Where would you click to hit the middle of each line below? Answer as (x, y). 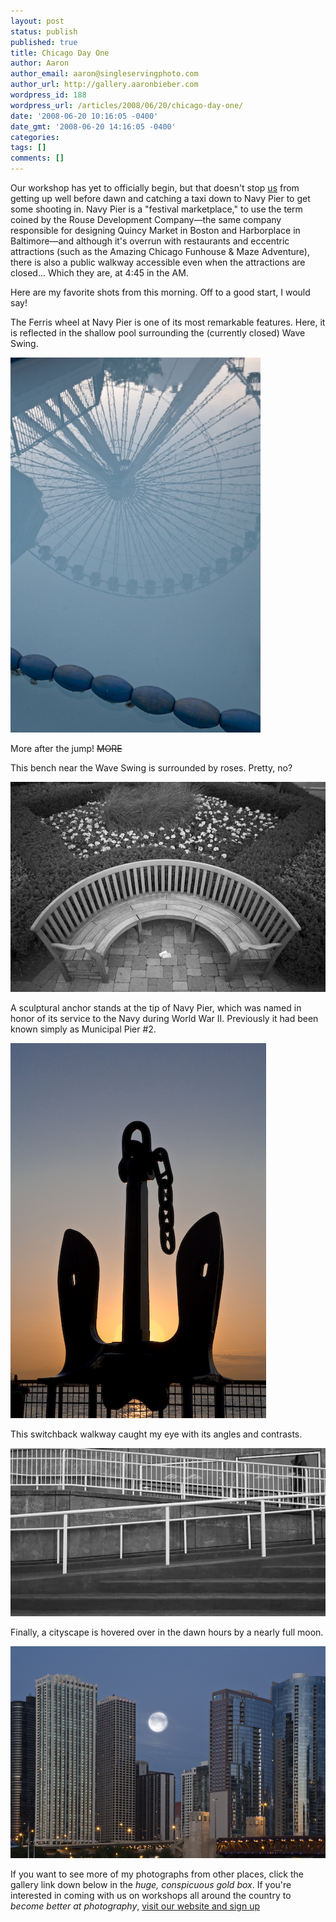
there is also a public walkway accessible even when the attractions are (158, 262)
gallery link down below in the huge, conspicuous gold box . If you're (151, 1885)
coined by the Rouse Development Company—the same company (146, 219)
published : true (44, 42)
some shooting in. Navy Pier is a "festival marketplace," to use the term (156, 209)
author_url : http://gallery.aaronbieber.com (104, 85)
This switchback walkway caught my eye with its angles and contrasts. (156, 1434)
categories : (35, 137)
